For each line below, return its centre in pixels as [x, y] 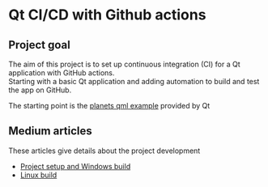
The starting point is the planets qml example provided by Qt [109, 106]
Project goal [39, 45]
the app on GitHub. [40, 90]
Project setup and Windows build [75, 166]
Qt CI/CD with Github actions [107, 15]
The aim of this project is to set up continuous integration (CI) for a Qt [124, 64]
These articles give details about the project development [104, 151]
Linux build [38, 175]
